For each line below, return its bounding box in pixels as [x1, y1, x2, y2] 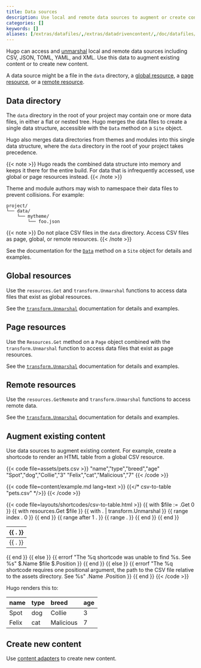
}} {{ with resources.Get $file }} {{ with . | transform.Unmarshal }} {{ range [6, 508, 188, 515]
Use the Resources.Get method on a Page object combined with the [6, 338, 170, 345]
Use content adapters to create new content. [6, 655, 117, 662]
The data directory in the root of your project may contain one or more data [6, 112, 191, 119]
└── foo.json [28, 218, 60, 224]
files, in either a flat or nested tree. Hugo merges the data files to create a [6, 118, 187, 125]
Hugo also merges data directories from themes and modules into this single [6, 136, 195, 143]
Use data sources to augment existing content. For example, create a [6, 447, 176, 454]
